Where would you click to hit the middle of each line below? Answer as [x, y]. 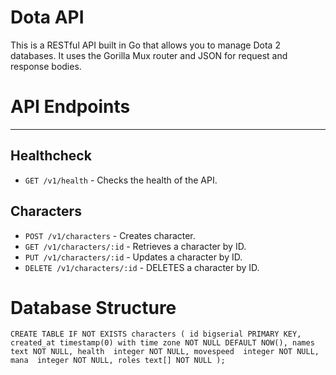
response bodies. [46, 66]
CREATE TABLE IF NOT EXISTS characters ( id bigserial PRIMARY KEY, [156, 334]
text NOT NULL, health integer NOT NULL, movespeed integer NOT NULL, [165, 352]
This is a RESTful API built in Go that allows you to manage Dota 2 [145, 45]
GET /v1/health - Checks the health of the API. [121, 180]
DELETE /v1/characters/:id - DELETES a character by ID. [142, 267]
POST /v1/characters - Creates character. [110, 235]
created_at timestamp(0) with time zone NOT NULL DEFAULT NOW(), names [162, 343]
